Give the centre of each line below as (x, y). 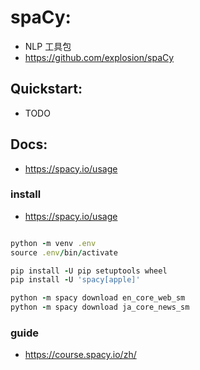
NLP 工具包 (48, 46)
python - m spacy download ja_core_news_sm (100, 307)
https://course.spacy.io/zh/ (80, 355)
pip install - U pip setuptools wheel (89, 271)
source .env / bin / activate (64, 252)
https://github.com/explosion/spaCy (99, 57)
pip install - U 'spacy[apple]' (75, 280)
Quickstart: (46, 89)
